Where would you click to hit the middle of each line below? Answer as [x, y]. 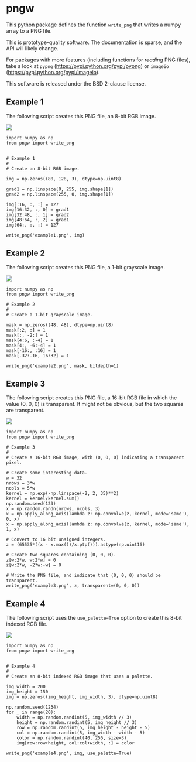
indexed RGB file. [27, 624]
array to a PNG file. [29, 30]
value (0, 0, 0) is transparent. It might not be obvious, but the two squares [95, 404]
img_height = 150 [27, 692]
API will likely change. [32, 48]
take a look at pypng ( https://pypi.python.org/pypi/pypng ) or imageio [88, 66]
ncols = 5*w [20, 488]
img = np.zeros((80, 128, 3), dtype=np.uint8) [64, 179]
